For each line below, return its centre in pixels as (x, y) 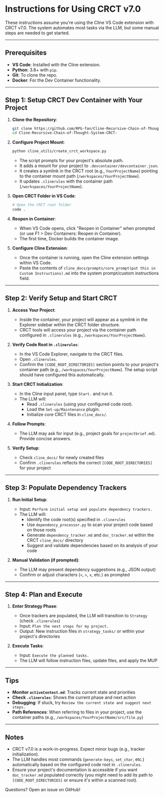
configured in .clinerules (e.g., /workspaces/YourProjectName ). (83, 335)
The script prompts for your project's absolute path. (72, 161)
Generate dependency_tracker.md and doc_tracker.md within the (90, 535)
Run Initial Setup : (30, 500)
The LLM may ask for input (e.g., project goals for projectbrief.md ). (88, 433)
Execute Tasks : (28, 646)
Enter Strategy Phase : (35, 606)
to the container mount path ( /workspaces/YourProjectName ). (80, 176)
